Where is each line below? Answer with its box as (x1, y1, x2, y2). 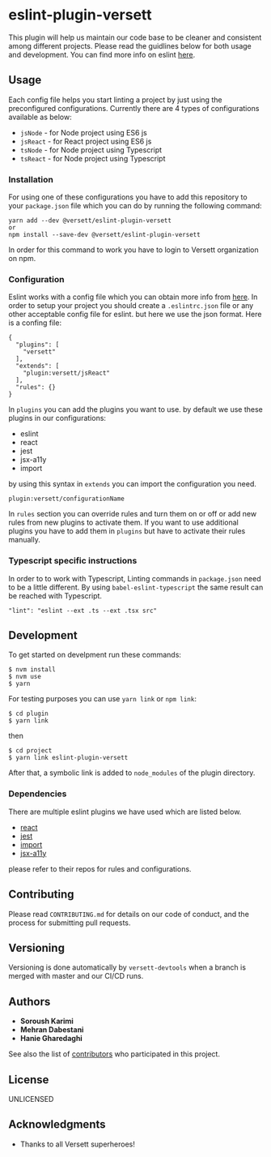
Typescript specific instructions (8, 555, 138, 567)
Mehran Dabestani (19, 1025, 84, 1035)
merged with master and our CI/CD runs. (8, 971, 144, 981)
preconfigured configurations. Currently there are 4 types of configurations (8, 103, 260, 113)
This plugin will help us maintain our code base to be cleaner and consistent (8, 32, 262, 42)
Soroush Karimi (19, 1016, 74, 1026)
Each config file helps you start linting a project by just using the (8, 95, 222, 105)
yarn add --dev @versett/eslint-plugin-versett (8, 216, 172, 225)
